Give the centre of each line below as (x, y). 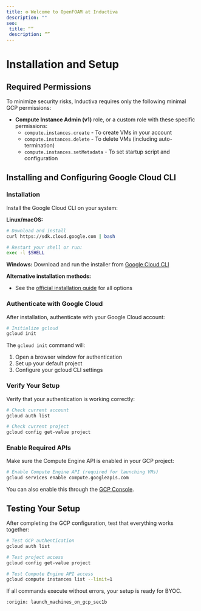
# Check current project (38, 427)
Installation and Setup (63, 65)
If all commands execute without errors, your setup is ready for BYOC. (94, 591)
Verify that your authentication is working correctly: (71, 399)
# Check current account (38, 410)
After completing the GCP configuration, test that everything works (90, 523)
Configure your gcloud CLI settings (59, 370)
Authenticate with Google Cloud (55, 304)
